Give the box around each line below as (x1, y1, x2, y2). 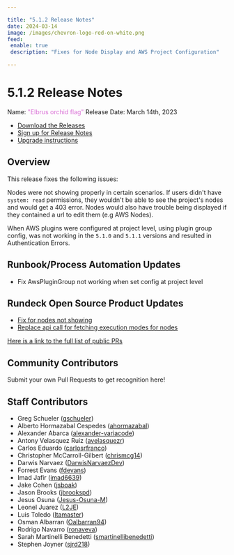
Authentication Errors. (7, 238, 70, 247)
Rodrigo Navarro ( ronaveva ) (17, 525, 97, 533)
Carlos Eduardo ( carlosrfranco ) (17, 444, 107, 452)
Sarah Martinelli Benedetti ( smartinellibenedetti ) (17, 533, 155, 540)
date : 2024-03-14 (7, 22, 58, 30)
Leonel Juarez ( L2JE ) (17, 503, 79, 511)
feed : (7, 36, 23, 42)
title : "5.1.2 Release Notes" (7, 16, 95, 23)
